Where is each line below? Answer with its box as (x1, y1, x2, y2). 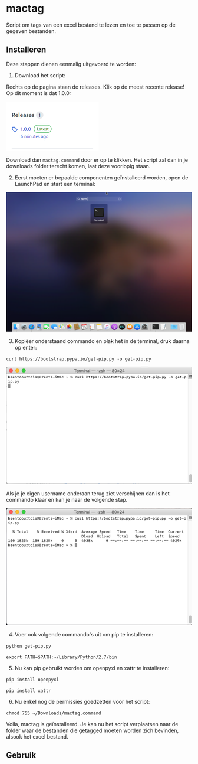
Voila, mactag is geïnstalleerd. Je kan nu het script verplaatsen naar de (6, 720, 179, 727)
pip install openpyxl (6, 677, 60, 683)
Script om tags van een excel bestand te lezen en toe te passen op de (6, 21, 176, 28)
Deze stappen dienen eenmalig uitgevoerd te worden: (6, 60, 137, 67)
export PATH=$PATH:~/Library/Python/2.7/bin (6, 654, 117, 660)
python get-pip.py (6, 643, 51, 649)
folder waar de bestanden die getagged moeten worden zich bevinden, (6, 727, 179, 734)
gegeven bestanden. (6, 27, 57, 34)
